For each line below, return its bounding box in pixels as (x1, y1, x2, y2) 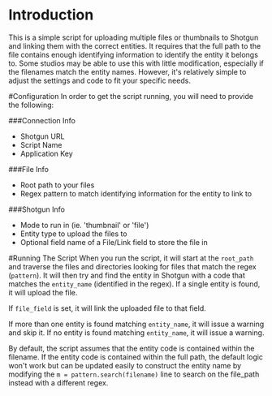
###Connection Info (8, 115, 76, 125)
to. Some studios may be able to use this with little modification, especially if (8, 58, 264, 68)
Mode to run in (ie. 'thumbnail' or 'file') (19, 220, 149, 230)
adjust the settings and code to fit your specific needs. (8, 75, 191, 85)
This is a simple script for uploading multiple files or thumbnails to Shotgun (8, 32, 259, 42)
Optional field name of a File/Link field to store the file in (19, 237, 209, 247)
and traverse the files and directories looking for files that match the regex (8, 261, 257, 271)
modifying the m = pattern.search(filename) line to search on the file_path (8, 369, 260, 379)
